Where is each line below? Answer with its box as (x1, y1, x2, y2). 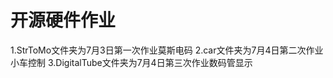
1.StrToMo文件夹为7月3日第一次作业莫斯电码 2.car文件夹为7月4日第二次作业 (10, 44, 324, 56)
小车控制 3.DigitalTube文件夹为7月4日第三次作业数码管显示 (10, 56, 253, 68)
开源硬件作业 (10, 9, 117, 32)
